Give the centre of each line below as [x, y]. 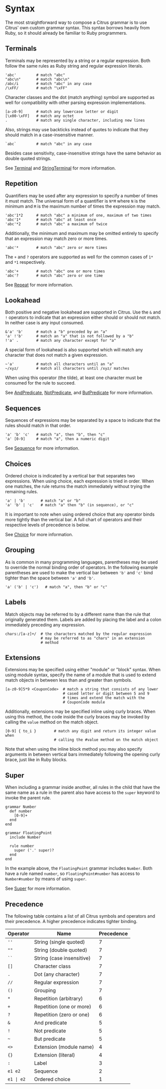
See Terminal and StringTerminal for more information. [61, 168]
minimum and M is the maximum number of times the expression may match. [83, 206]
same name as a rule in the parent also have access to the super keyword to [83, 792]
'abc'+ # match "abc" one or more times [55, 271]
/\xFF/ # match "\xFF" [36, 88]
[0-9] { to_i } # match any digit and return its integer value [81, 731]
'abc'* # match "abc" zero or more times [56, 247]
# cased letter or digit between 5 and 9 [106, 694]
